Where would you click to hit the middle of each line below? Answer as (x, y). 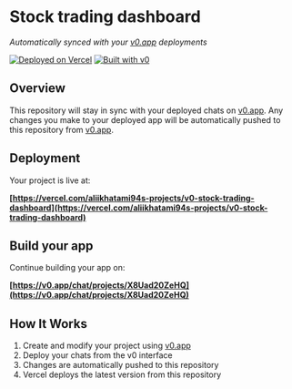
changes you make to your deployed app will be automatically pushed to (145, 119)
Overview (38, 88)
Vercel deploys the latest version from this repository (122, 374)
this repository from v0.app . (61, 129)
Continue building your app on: (67, 268)
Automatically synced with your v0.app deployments (108, 42)
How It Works (49, 324)
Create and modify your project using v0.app (106, 346)
